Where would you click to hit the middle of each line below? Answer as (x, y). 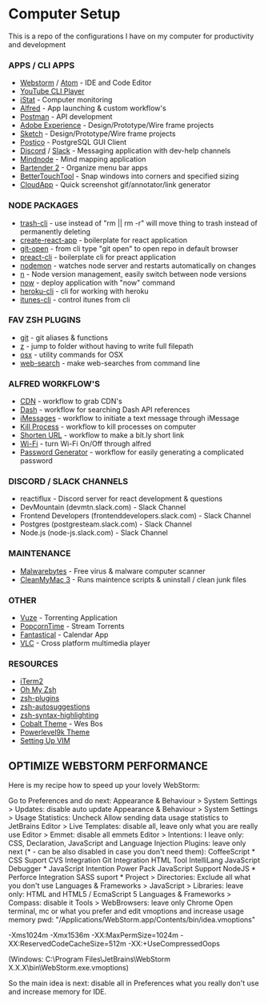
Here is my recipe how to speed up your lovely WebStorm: (104, 786)
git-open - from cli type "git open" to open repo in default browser (129, 248)
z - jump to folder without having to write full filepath (106, 346)
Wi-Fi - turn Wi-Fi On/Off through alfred (86, 444)
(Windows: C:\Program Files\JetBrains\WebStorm (89, 959)
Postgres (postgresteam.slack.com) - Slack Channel (106, 524)
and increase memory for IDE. (58, 992)
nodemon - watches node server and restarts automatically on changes (138, 266)
